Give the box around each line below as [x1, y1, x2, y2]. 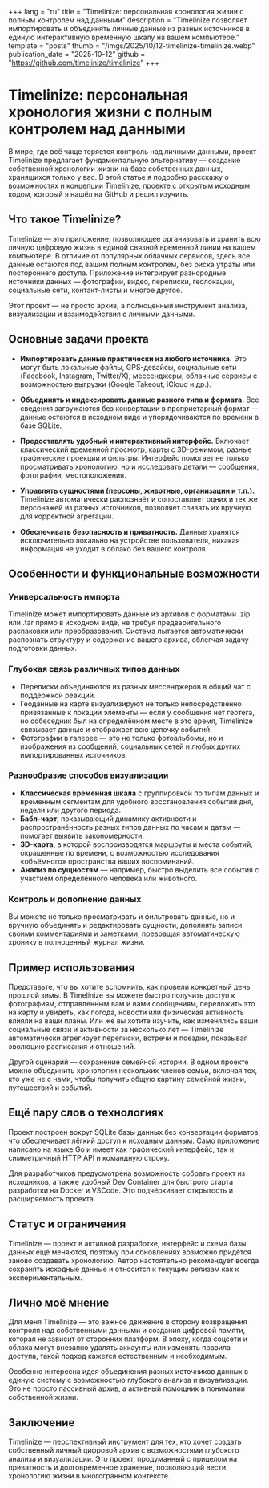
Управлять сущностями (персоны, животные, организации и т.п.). [19, 486, 255, 495]
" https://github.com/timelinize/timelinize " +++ [8, 58, 160, 67]
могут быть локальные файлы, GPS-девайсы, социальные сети [19, 362, 237, 372]
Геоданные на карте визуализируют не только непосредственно [19, 698, 242, 709]
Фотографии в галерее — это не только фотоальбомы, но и [19, 733, 223, 742]
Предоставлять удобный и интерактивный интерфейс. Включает [19, 436, 250, 445]
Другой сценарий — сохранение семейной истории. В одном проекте [8, 1057, 249, 1067]
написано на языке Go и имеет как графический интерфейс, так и [8, 1144, 235, 1154]
